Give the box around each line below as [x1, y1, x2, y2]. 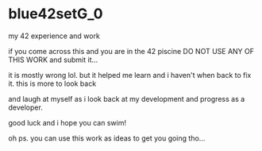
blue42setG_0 [8, 5, 103, 23]
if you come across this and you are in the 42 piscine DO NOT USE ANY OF [8, 46, 255, 56]
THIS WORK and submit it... [8, 55, 98, 64]
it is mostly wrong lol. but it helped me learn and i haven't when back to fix [8, 70, 252, 79]
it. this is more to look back [8, 79, 97, 88]
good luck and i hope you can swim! [8, 118, 127, 127]
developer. [8, 103, 44, 112]
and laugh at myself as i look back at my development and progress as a [8, 94, 245, 103]
